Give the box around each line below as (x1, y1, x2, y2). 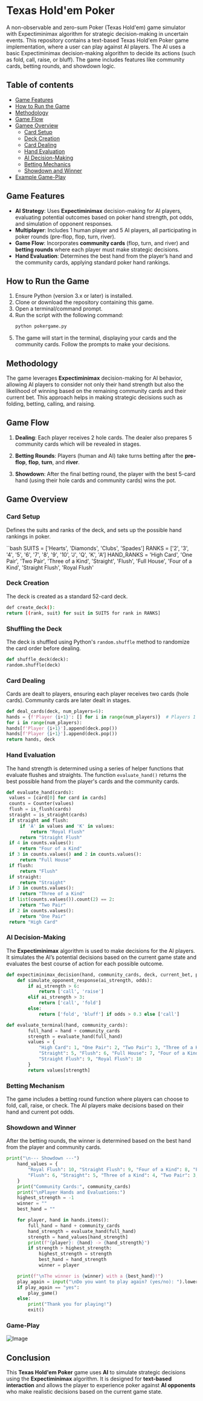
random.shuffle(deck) (6, 662, 61, 668)
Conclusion (6, 1352, 51, 1363)
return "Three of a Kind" (19, 891, 85, 897)
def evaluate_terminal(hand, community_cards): (6, 1022, 129, 1028)
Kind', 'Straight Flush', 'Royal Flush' (6, 563, 94, 571)
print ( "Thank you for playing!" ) (28, 1302, 112, 1308)
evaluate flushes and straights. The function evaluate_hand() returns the (6, 771, 187, 778)
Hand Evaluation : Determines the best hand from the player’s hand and (14, 252, 193, 260)
